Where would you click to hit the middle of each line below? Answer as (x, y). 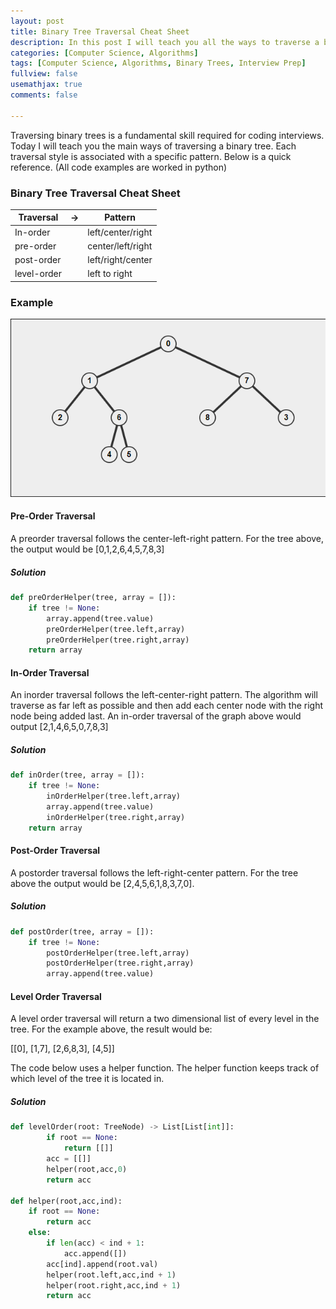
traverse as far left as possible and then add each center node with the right (167, 706)
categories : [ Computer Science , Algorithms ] (104, 53)
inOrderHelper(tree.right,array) (116, 817)
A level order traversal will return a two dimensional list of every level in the (165, 1019)
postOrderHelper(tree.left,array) (118, 953)
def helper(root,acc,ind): (66, 1201)
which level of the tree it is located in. (87, 1079)
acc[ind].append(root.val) (102, 1264)
